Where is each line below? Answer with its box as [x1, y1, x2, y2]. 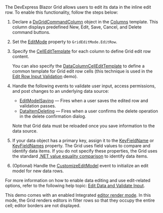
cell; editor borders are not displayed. [5, 203, 81, 208]
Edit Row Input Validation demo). [12, 74, 78, 79]
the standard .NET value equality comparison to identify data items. [12, 153, 148, 159]
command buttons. [12, 29, 50, 35]
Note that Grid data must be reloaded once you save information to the [12, 123, 155, 129]
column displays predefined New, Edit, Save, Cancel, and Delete [12, 24, 142, 30]
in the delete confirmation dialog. [19, 113, 87, 119]
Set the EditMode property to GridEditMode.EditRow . [12, 39, 117, 45]
